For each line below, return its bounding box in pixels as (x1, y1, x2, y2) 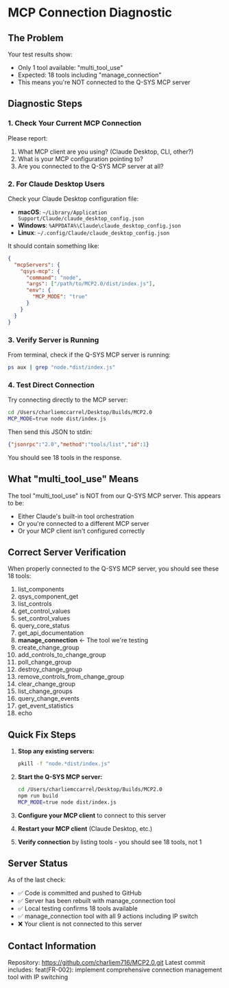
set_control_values (17, 614, 71, 623)
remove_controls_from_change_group (17, 673, 125, 681)
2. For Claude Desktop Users (8, 179, 105, 189)
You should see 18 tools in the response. (8, 453, 122, 461)
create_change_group (17, 643, 80, 652)
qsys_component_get (17, 592, 79, 601)
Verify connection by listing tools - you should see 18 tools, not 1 (17, 838, 202, 846)
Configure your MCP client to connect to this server (17, 811, 167, 819)
